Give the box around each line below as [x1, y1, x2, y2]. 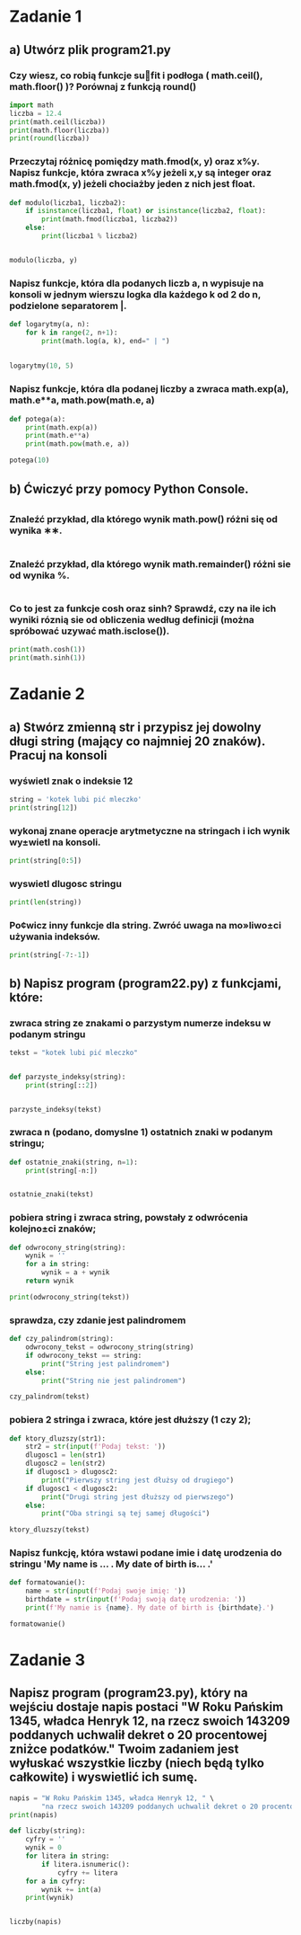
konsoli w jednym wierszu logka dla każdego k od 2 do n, [9, 288, 262, 300]
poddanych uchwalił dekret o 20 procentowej [9, 1727, 268, 1743]
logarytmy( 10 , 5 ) [9, 361, 74, 370]
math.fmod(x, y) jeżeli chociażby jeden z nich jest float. [9, 178, 256, 191]
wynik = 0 [25, 1843, 63, 1852]
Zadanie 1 [9, 6, 82, 27]
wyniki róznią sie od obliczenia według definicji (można [9, 613, 255, 626]
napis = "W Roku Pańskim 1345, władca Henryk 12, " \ [9, 1793, 215, 1803]
